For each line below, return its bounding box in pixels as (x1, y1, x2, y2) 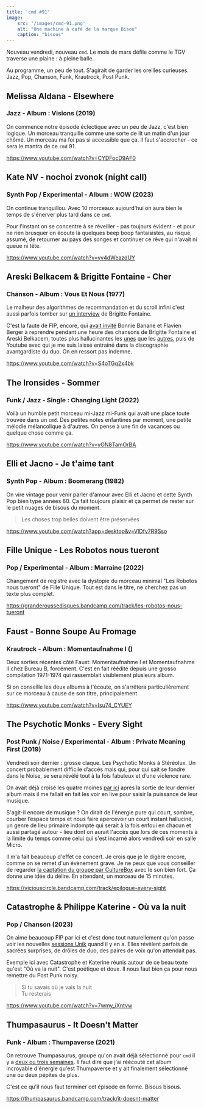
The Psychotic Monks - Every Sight (6, 719, 143, 730)
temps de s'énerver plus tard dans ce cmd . (6, 211, 111, 218)
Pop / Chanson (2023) (6, 920, 73, 929)
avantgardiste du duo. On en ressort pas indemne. (6, 348, 133, 355)
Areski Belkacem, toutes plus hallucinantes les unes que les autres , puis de (6, 335, 195, 342)
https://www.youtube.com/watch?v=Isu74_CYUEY (6, 701, 132, 709)
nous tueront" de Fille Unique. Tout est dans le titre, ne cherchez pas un (6, 584, 187, 591)
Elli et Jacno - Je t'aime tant (6, 458, 114, 469)
